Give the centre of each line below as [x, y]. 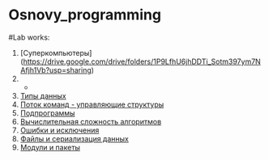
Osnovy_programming [85, 15]
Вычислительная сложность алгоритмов [91, 121]
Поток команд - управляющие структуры [92, 104]
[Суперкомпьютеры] [56, 53]
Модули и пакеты [50, 147]
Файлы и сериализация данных [75, 138]
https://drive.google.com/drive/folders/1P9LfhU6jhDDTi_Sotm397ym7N [142, 61]
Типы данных [43, 95]
